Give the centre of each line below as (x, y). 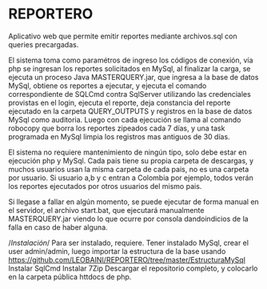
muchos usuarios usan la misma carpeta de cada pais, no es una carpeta (129, 169)
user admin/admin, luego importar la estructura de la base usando (117, 251)
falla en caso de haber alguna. (58, 227)
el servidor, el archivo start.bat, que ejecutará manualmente (106, 210)
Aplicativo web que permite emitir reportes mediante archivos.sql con (123, 36)
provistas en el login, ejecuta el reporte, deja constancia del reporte (120, 102)
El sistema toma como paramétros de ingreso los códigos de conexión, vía (131, 60)
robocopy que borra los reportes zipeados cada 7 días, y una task (117, 128)
